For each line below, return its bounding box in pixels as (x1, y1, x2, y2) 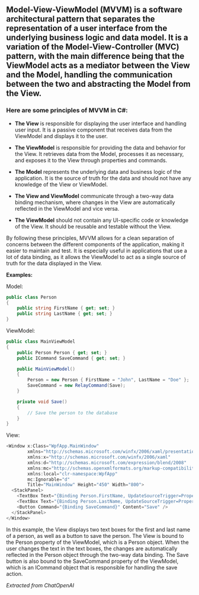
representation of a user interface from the (6, 23, 168, 33)
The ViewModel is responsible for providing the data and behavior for (14, 144, 186, 151)
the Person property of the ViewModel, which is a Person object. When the (6, 538, 189, 546)
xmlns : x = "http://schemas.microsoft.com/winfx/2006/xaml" (27, 455, 171, 461)
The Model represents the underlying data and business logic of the (14, 168, 182, 175)
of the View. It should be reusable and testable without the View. (14, 223, 172, 230)
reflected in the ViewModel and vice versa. (14, 205, 120, 212)
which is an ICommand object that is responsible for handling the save (6, 563, 178, 571)
